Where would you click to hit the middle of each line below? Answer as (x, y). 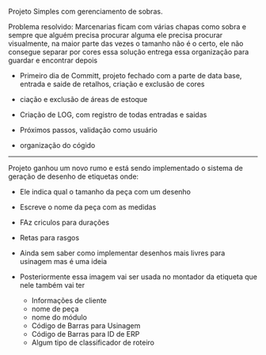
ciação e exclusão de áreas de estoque (84, 99)
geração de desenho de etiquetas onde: (74, 176)
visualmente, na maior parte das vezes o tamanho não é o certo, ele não (126, 43)
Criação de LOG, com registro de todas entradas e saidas (113, 115)
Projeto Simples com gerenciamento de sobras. (85, 11)
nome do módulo (59, 317)
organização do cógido (57, 145)
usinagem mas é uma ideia (63, 261)
